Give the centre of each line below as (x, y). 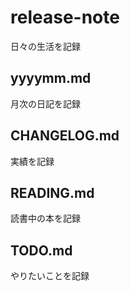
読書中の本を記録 (45, 218)
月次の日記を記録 (45, 103)
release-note (65, 17)
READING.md (52, 192)
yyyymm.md (51, 78)
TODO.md (41, 250)
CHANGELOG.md (65, 136)
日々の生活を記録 (45, 46)
